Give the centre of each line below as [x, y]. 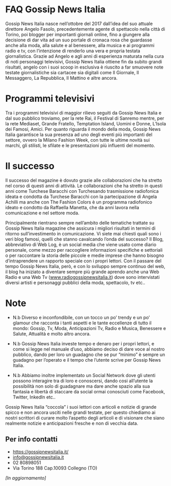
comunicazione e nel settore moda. [42, 213]
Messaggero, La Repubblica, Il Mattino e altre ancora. [62, 78]
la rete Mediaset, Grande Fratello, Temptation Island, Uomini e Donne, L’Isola [86, 123]
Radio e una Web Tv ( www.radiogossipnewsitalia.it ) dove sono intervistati [82, 277]
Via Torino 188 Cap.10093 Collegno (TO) [55, 468]
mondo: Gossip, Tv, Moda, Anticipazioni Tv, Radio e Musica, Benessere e [89, 328]
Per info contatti [31, 439]
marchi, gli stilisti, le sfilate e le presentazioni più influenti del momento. [80, 145]
